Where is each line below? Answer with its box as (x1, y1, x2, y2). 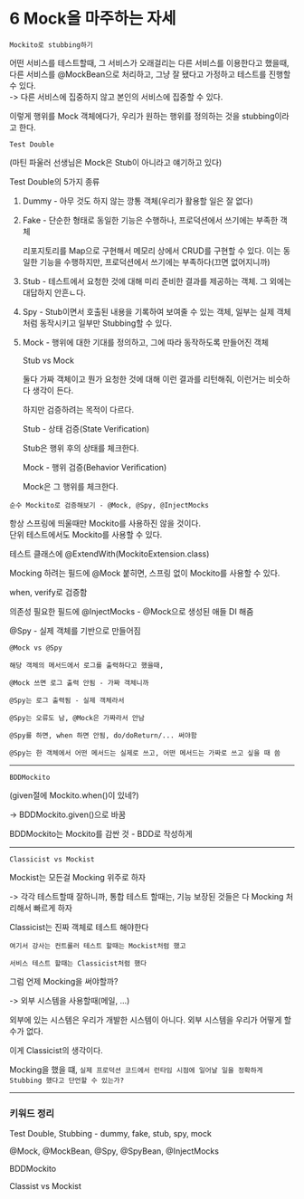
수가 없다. (9, 1025, 43, 1036)
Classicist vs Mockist (9, 854, 95, 864)
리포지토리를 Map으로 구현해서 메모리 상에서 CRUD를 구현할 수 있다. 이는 (22, 245, 281, 256)
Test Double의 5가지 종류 (9, 176, 100, 186)
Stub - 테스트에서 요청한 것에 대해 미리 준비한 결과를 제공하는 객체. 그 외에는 (22, 275, 292, 286)
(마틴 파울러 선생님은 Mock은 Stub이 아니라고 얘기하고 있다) (9, 157, 223, 167)
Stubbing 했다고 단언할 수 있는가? (9, 1076, 125, 1085)
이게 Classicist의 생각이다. (9, 1044, 104, 1055)
